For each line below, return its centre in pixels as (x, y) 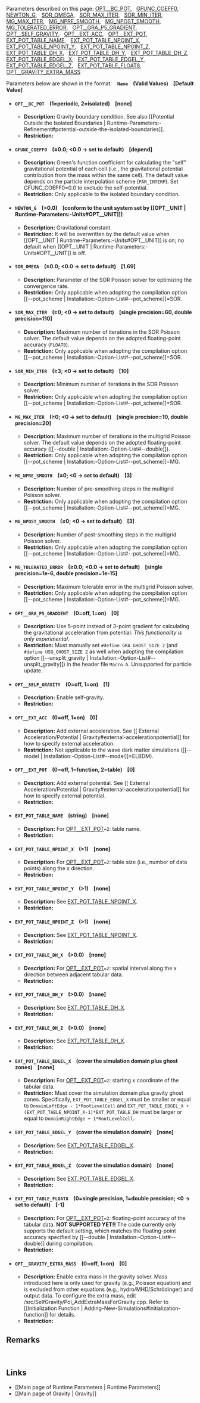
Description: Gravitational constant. (68, 227)
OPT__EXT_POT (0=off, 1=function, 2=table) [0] (75, 770)
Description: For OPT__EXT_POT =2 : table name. (82, 829)
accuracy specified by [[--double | (66, 1237)
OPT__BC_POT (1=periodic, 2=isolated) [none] (73, 103)
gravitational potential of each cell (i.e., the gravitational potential (103, 169)
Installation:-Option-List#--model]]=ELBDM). (99, 756)
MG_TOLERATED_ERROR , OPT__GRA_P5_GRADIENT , (72, 27)
